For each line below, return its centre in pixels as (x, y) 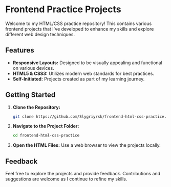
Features (20, 50)
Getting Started (30, 95)
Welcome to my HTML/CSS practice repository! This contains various (79, 23)
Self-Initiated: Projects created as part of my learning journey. (79, 79)
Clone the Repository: (36, 107)
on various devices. (34, 68)
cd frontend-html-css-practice (46, 136)
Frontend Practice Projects (63, 9)
